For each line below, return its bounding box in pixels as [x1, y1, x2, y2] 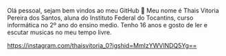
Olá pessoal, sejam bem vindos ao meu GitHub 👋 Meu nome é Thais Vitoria [7, 7, 220, 14]
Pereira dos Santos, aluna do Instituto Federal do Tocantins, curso [7, 14, 194, 22]
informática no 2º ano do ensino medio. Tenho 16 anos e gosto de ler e [7, 21, 208, 29]
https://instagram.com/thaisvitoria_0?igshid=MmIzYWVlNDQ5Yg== [7, 42, 197, 49]
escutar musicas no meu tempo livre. [7, 28, 112, 36]
